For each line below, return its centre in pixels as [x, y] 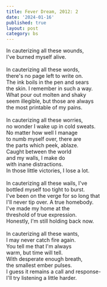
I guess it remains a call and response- [53, 272]
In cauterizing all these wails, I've [47, 183]
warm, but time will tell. [34, 253]
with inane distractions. [35, 165]
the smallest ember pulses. [39, 266]
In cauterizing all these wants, [43, 234]
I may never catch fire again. [41, 240]
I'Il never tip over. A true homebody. [50, 202]
